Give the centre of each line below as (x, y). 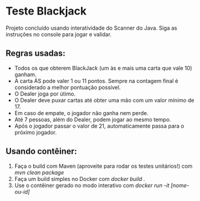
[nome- (180, 185)
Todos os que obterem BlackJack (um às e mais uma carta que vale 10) (103, 68)
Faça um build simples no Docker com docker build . (80, 179)
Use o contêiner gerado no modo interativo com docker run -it (92, 185)
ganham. (25, 74)
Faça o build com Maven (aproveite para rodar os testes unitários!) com (103, 166)
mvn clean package (39, 172)
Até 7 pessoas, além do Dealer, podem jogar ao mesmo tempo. (93, 119)
